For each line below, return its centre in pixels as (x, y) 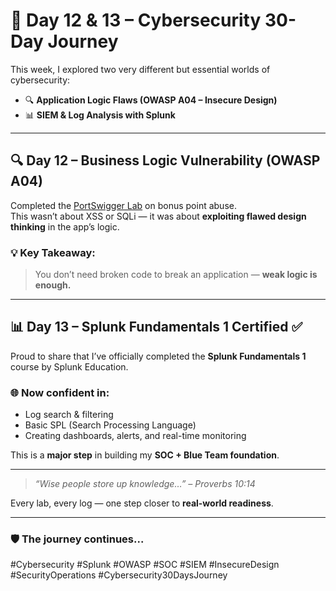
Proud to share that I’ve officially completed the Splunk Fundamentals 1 (158, 356)
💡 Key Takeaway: (53, 252)
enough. (53, 285)
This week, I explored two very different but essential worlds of (140, 69)
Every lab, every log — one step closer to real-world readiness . (142, 503)
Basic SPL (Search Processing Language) (110, 425)
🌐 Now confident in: (60, 392)
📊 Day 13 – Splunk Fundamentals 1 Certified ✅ (156, 327)
